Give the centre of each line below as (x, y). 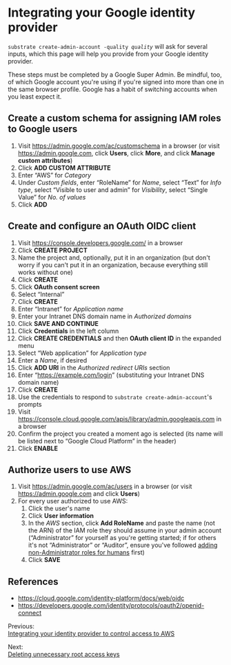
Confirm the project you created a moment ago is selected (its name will (120, 434)
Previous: (21, 626)
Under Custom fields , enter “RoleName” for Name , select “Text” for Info (119, 182)
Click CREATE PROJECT (53, 250)
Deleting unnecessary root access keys (64, 655)
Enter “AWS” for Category (54, 175)
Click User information (61, 516)
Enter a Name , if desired (52, 360)
